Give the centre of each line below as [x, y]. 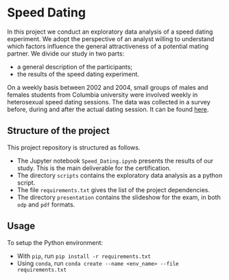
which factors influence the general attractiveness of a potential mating [108, 46]
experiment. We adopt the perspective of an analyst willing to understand [111, 38]
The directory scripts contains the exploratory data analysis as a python [120, 175]
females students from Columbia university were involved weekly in [103, 95]
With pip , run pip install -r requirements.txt [84, 256]
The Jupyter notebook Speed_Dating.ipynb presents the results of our [115, 161]
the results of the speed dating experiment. [78, 74]
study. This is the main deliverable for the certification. [94, 168]
